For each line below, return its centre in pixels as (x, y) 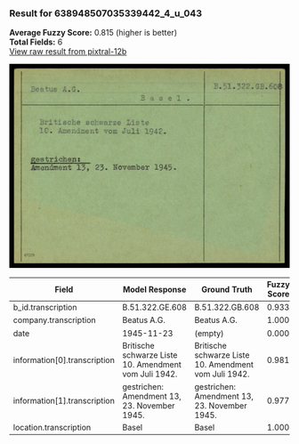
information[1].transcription (64, 401)
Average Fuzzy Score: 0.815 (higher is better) (93, 33)
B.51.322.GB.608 (227, 307)
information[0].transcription (64, 359)
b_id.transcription (45, 307)
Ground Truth (227, 289)
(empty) (209, 333)
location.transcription (52, 428)
